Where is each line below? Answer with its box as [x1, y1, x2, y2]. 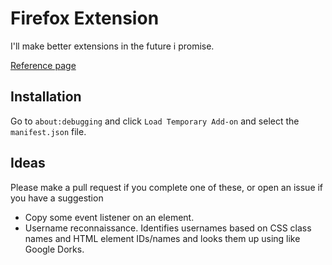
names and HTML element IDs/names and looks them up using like [24, 232, 301, 244]
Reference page [10, 59, 77, 71]
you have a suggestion [10, 192, 104, 204]
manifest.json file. [10, 125, 87, 137]
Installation [10, 88, 82, 106]
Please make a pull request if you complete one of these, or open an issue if [10, 181, 324, 193]
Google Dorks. [24, 243, 85, 255]
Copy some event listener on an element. [24, 211, 195, 223]
